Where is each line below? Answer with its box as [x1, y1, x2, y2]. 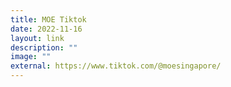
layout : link [10, 33, 65, 43]
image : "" [10, 52, 52, 62]
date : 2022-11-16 [10, 24, 83, 34]
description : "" [10, 42, 78, 53]
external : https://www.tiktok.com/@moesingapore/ [10, 61, 222, 71]
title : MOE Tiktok [10, 14, 87, 25]
